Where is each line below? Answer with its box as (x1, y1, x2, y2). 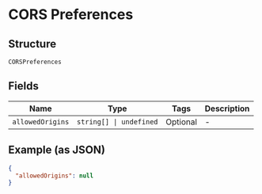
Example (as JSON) (8, 143, 105, 157)
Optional (165, 116, 198, 127)
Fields (8, 79, 40, 93)
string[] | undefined (76, 117, 158, 126)
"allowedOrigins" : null (15, 172, 93, 180)
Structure (8, 37, 57, 51)
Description (204, 103, 250, 114)
